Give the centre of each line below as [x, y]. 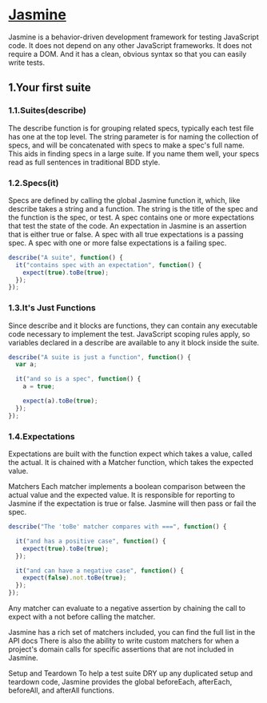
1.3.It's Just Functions [52, 308]
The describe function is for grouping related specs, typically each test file [131, 128]
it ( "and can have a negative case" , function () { [100, 571]
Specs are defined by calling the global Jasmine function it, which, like [124, 200]
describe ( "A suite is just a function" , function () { [100, 357]
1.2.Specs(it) [34, 183]
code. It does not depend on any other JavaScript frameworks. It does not [130, 45]
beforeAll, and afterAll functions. [61, 690]
